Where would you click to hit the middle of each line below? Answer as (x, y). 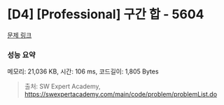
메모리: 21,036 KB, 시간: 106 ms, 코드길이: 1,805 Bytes (83, 71)
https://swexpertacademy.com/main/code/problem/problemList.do (121, 94)
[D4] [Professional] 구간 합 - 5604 (106, 14)
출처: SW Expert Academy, (62, 86)
